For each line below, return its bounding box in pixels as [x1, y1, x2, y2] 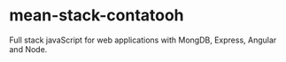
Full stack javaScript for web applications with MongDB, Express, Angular [9, 35, 277, 45]
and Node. [9, 43, 48, 54]
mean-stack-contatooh [9, 5, 184, 26]
